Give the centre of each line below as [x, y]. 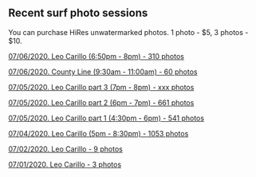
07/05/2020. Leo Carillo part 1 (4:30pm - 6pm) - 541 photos [106, 118]
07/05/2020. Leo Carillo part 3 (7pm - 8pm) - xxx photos [101, 87]
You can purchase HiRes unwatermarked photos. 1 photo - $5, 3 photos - [128, 32]
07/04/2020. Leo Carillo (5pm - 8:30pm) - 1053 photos [98, 133]
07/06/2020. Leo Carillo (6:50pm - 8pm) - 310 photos [96, 56]
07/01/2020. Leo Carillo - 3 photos [65, 164]
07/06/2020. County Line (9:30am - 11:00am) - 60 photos [103, 72]
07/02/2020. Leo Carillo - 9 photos [66, 149]
